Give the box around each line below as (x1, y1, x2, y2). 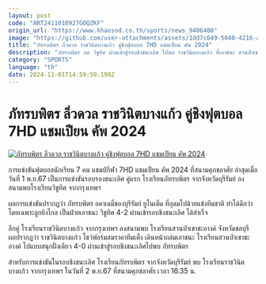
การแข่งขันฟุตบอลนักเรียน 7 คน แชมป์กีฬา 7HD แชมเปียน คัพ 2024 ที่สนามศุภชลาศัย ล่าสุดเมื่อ (8, 164, 258, 175)
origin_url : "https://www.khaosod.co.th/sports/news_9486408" (8, 26, 218, 34)
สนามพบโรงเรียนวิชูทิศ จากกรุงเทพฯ (8, 182, 101, 192)
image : (8, 33, 30, 42)
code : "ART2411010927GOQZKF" (8, 19, 104, 27)
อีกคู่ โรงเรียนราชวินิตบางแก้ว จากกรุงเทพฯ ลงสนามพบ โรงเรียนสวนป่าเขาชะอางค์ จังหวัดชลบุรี (8, 223, 249, 232)
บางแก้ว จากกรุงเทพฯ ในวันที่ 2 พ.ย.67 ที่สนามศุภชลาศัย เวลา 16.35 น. (8, 266, 196, 275)
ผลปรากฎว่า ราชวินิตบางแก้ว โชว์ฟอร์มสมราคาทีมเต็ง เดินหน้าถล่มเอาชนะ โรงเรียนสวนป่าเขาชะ (8, 232, 251, 242)
